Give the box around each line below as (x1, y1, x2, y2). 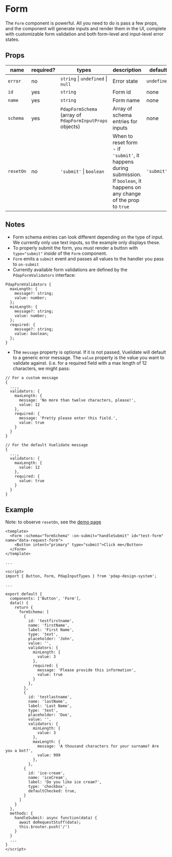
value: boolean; (14, 331, 50, 336)
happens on (112, 184, 141, 191)
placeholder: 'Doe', (28, 712, 72, 718)
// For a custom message (5, 375, 58, 380)
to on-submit (12, 261, 39, 267)
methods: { (10, 811, 33, 816)
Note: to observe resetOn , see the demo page (5, 519, 101, 525)
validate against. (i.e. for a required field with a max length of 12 (12, 360, 147, 366)
